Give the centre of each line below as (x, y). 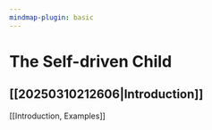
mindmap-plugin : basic (51, 17)
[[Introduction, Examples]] (57, 116)
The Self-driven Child (91, 61)
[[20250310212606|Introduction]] (106, 94)
